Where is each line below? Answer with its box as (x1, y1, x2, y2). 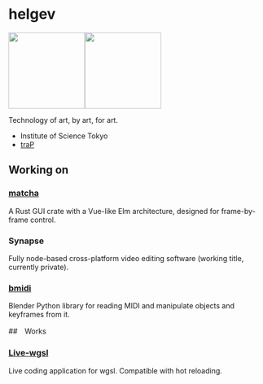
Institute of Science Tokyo (20, 131, 108, 141)
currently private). (8, 262, 69, 272)
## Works (8, 326, 46, 336)
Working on (8, 164, 69, 177)
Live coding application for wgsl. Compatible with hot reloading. (8, 365, 222, 375)
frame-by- (221, 206, 256, 216)
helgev (8, 5, 56, 24)
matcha (8, 188, 39, 199)
